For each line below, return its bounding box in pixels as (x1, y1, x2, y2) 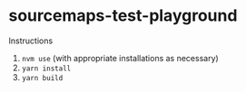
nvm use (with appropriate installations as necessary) (21, 52, 219, 63)
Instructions (8, 35, 54, 46)
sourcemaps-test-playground (8, 5, 238, 26)
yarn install (21, 64, 72, 73)
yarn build (21, 73, 64, 82)
